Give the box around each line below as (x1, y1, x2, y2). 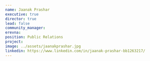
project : (5, 39, 23, 44)
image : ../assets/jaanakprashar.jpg (5, 44, 81, 49)
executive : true (5, 12, 39, 17)
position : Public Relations (5, 35, 64, 40)
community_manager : (5, 26, 46, 30)
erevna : (5, 30, 21, 35)
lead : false (5, 21, 30, 26)
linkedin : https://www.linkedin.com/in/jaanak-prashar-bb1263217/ (5, 48, 146, 53)
